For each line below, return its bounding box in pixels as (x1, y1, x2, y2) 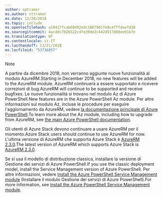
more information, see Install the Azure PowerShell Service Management (5, 182, 150, 187)
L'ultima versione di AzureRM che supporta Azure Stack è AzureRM (5, 136, 140, 142)
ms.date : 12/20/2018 (5, 16, 47, 21)
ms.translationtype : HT (5, 34, 53, 39)
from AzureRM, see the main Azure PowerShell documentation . (5, 117, 131, 122)
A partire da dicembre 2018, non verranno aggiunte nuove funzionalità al (5, 70, 150, 76)
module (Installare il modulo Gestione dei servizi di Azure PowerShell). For (5, 176, 152, 182)
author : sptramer (5, 7, 40, 12)
